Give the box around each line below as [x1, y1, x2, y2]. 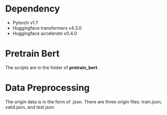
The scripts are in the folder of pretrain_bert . [5, 64, 99, 70]
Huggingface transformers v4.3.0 [12, 25, 82, 31]
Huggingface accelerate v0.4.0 [12, 30, 77, 36]
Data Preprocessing [5, 82, 90, 93]
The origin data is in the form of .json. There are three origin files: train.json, [5, 98, 162, 104]
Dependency [5, 3, 60, 15]
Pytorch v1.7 [12, 20, 39, 26]
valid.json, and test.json [5, 104, 54, 110]
